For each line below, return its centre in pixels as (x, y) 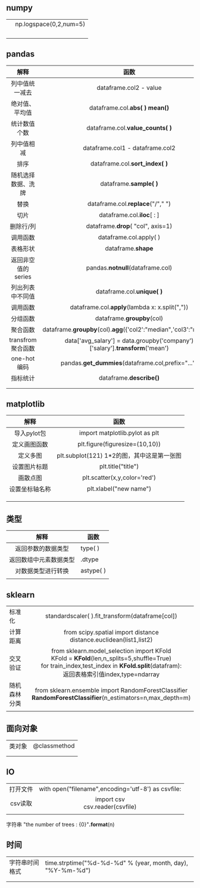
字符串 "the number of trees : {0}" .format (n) (60, 824)
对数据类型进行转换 (42, 571)
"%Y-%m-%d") (68, 870)
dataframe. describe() (129, 377)
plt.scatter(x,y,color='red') (119, 478)
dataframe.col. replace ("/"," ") (129, 204)
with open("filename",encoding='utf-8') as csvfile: (110, 789)
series (23, 276)
